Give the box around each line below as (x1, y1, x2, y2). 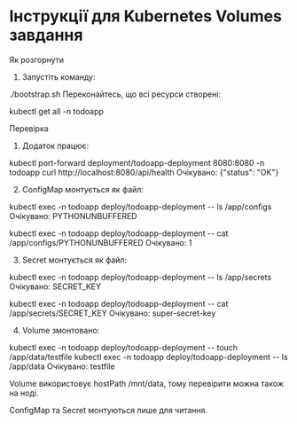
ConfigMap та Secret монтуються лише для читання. (9, 404, 208, 415)
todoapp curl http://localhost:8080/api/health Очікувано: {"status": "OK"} (9, 167, 279, 177)
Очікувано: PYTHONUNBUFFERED (9, 210, 137, 221)
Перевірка (9, 122, 49, 134)
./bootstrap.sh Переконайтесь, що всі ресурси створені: (9, 89, 222, 99)
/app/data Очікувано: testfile (9, 361, 115, 372)
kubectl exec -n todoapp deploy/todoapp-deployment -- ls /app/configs (9, 201, 272, 212)
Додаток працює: (21, 140, 90, 151)
